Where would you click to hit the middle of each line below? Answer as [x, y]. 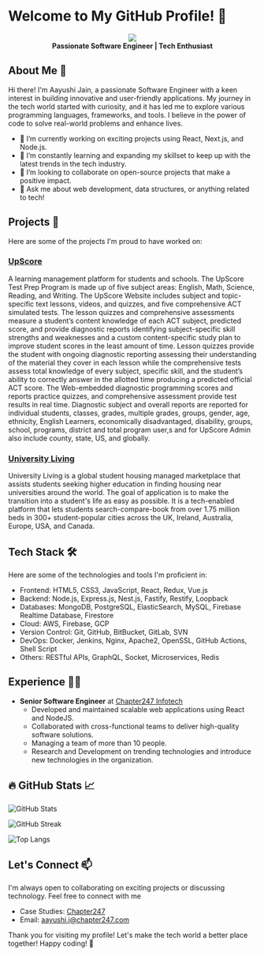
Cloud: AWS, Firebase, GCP [64, 624]
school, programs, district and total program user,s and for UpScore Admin [129, 429]
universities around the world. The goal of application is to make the [119, 493]
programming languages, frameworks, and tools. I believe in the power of [127, 114]
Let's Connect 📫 [50, 865]
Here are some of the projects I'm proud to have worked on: [105, 241]
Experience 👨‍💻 [45, 682]
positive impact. [46, 180]
